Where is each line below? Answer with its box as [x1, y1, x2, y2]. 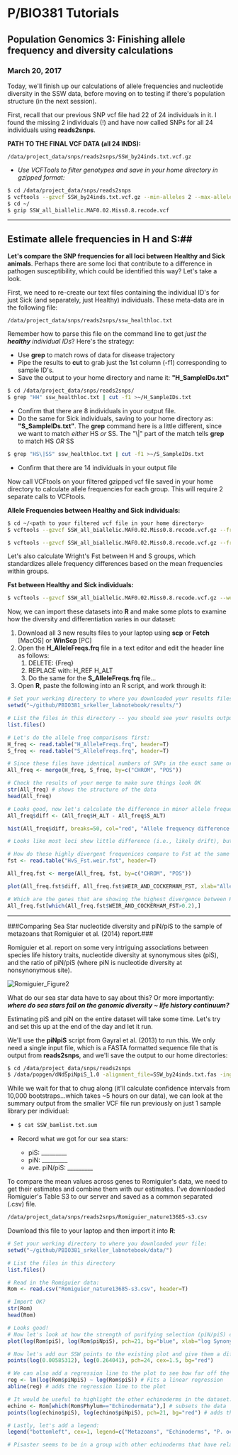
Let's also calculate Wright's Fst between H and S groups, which [7, 552, 196, 560]
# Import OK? [7, 1298, 46, 1306]
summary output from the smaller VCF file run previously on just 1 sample [7, 1099, 222, 1108]
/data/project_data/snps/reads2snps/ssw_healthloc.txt [7, 317, 173, 325]
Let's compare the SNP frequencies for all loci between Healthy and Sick [7, 252, 225, 261]
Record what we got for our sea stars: [17, 1135, 128, 1143]
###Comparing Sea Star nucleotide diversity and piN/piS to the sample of [7, 922, 222, 930]
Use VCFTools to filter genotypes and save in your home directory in [17, 165, 218, 174]
